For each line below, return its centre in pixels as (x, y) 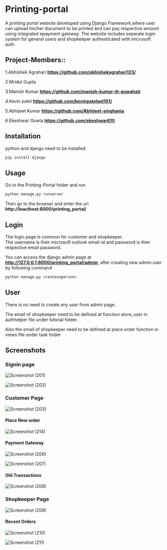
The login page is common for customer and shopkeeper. (64, 236)
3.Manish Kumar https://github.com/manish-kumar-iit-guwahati (73, 91)
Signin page (20, 364)
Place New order (23, 420)
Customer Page (24, 398)
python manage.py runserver (34, 194)
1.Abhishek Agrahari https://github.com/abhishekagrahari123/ (71, 72)
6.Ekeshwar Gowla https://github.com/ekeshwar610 (60, 120)
